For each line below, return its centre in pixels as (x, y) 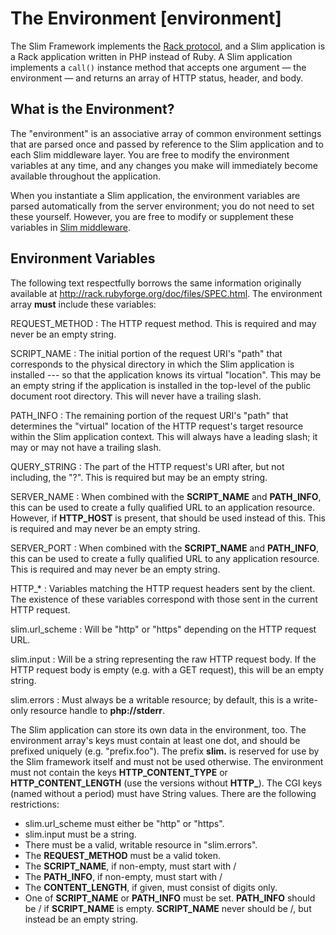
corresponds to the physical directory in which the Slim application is (152, 364)
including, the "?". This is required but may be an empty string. (139, 477)
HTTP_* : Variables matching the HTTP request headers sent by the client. (163, 588)
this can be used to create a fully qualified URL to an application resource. (162, 507)
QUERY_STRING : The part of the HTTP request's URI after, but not (147, 466)
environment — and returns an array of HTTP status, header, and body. (157, 78)
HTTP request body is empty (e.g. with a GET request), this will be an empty (167, 669)
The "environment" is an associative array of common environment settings (166, 133)
